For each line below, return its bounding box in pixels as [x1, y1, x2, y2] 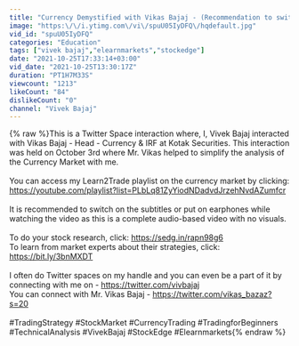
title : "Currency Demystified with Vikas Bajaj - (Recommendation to [9, 12, 273, 22]
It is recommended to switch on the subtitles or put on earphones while [9, 204, 271, 214]
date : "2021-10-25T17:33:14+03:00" [9, 54, 141, 63]
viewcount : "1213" [9, 79, 77, 88]
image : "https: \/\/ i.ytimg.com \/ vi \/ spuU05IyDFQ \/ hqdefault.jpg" [9, 21, 256, 30]
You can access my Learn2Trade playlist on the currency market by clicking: [9, 175, 290, 187]
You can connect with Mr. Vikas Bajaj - [9, 289, 151, 300]
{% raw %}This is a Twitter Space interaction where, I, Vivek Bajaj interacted [9, 128, 289, 139]
